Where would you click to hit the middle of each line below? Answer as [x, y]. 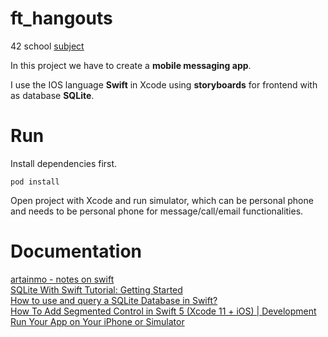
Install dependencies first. [64, 163]
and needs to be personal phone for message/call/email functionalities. [157, 211]
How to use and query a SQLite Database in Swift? [114, 300]
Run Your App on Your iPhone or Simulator [97, 321]
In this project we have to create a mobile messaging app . [131, 65]
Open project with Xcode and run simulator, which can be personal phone [162, 200]
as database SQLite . [52, 95]
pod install [35, 182]
